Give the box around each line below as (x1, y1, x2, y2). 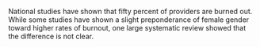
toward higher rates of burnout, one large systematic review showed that (8, 23, 247, 32)
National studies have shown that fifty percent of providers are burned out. (8, 7, 253, 16)
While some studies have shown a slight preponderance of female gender (8, 15, 250, 24)
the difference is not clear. (8, 31, 94, 41)
